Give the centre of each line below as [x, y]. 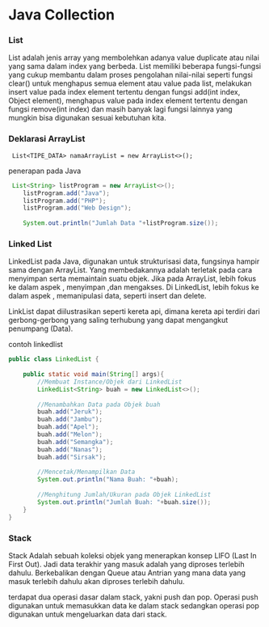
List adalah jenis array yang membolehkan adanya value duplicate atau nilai [134, 57]
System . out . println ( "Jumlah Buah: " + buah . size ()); [124, 502]
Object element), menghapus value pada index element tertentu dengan [128, 101]
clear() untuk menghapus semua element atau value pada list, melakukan [130, 83]
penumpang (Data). [41, 328]
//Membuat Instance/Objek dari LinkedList [110, 382]
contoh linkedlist [36, 345]
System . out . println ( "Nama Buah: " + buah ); [108, 480]
